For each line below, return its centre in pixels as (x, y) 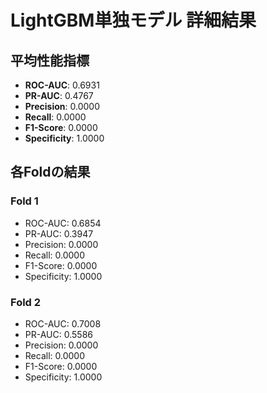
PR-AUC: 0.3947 (59, 233)
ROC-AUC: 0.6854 (63, 223)
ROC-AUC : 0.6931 (62, 85)
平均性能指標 (50, 60)
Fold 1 (24, 201)
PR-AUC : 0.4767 (59, 95)
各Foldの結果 (50, 172)
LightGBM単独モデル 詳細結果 (133, 20)
